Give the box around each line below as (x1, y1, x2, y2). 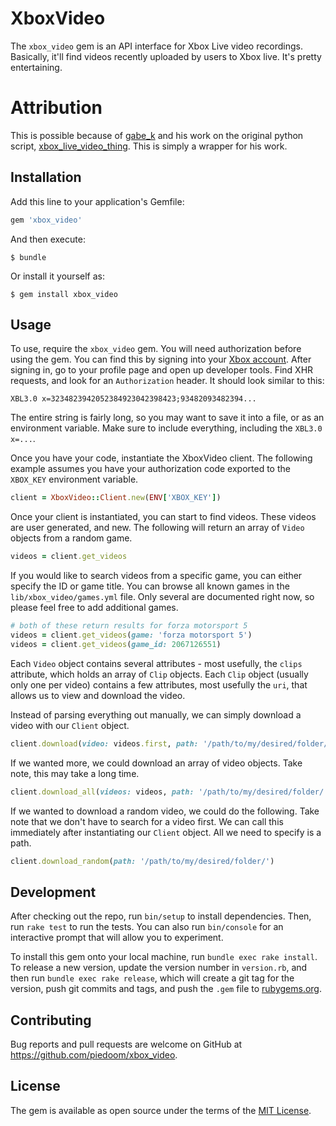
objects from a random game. (10, 532, 133, 544)
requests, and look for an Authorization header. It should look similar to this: (10, 375, 325, 387)
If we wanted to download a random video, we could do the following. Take (10, 805, 320, 817)
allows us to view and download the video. (10, 689, 186, 701)
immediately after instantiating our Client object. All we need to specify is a (10, 826, 322, 838)
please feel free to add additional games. (10, 602, 179, 614)
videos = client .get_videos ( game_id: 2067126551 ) (10, 639, 222, 649)
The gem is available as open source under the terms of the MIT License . (10, 1104, 312, 1116)
